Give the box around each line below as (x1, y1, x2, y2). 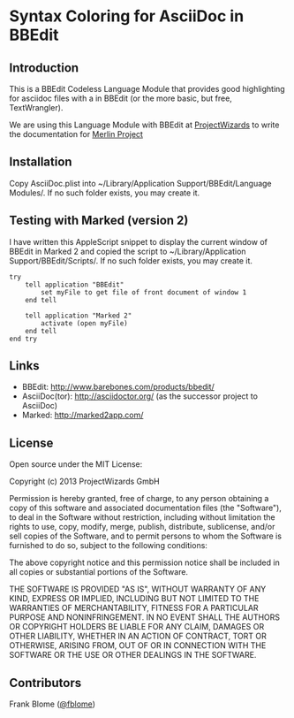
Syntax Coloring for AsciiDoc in (9, 6, 245, 27)
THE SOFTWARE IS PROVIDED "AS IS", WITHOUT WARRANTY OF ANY (9, 584, 267, 594)
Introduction (9, 60, 79, 75)
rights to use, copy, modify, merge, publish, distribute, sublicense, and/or (9, 522, 275, 532)
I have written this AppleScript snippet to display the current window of (9, 236, 268, 247)
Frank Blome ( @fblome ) (9, 699, 95, 709)
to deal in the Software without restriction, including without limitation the (9, 512, 275, 523)
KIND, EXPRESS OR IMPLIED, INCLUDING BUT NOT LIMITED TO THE (9, 593, 260, 604)
